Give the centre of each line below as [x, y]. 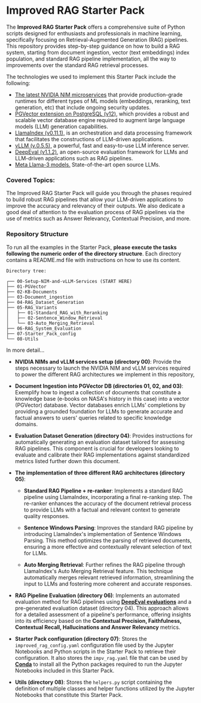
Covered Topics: [31, 180]
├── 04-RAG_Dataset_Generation [45, 302]
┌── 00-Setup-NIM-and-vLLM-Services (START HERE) [69, 281]
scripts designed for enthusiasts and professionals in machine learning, [94, 33]
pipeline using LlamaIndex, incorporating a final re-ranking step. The [108, 497]
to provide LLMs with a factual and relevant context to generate [102, 510]
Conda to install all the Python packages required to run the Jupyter [98, 664]
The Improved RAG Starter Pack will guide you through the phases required [99, 193]
